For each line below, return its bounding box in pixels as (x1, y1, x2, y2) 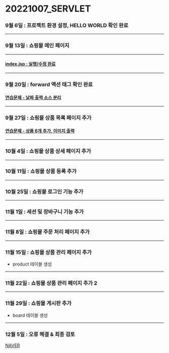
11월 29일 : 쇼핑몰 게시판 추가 (5, 300, 72, 307)
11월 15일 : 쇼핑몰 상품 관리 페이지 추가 (5, 248, 92, 255)
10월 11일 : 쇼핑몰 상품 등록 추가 (5, 168, 77, 175)
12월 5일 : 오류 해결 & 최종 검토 (5, 330, 75, 337)
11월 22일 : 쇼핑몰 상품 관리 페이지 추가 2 (5, 280, 98, 287)
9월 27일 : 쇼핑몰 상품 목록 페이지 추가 (5, 114, 92, 121)
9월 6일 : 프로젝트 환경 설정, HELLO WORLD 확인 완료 (5, 22, 129, 29)
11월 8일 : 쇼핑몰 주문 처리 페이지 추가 (5, 228, 90, 235)
